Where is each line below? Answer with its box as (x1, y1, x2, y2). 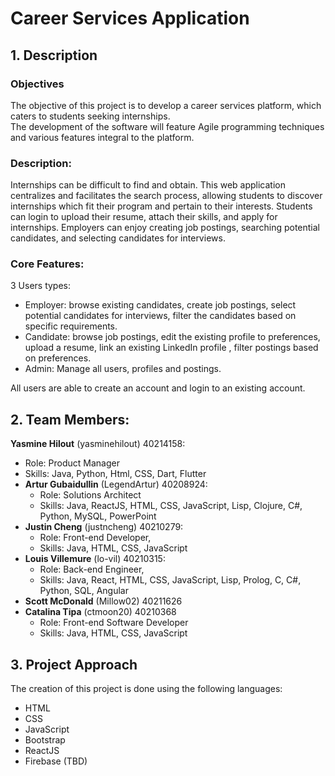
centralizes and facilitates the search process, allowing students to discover (10, 190, 323, 202)
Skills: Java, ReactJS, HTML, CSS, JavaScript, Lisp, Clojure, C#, (39, 500, 303, 512)
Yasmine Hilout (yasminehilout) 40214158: (10, 438, 186, 450)
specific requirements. (24, 320, 118, 332)
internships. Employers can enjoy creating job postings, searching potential (10, 222, 321, 234)
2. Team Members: (10, 411, 130, 428)
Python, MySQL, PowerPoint (39, 510, 157, 522)
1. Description (10, 47, 98, 64)
